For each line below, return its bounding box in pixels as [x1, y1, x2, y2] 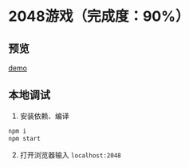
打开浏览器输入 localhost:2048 [19, 149, 121, 160]
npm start [8, 134, 41, 142]
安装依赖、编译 [19, 111, 69, 121]
